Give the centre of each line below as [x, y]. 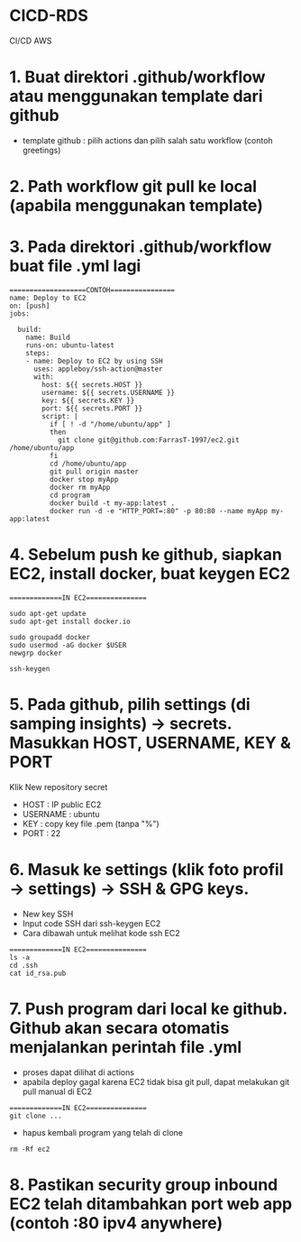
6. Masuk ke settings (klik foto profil [146, 870]
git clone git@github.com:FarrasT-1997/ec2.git [149, 440]
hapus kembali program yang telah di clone [102, 1132]
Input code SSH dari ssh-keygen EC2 [91, 923]
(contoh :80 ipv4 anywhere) [116, 1223]
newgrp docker [36, 653]
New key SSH [48, 914]
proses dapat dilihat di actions [78, 1072]
